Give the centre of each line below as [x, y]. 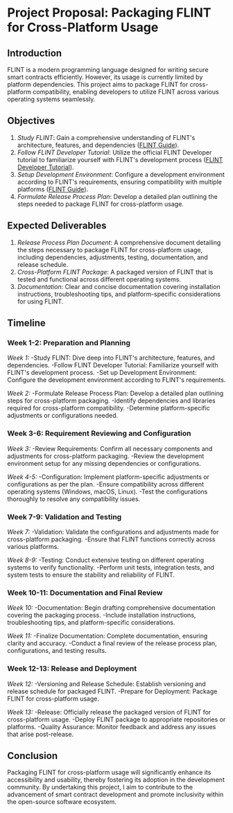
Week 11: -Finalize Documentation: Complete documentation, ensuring [107, 636]
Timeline [27, 323]
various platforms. [33, 546]
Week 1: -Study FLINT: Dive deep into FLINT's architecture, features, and [111, 358]
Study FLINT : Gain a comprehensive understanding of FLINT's [106, 137]
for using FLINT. [40, 301]
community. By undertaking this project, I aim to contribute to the [100, 787]
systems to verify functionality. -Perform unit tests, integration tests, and [111, 567]
